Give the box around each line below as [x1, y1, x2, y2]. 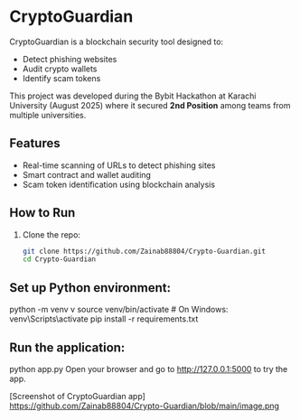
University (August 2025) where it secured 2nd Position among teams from [9, 99, 291, 110]
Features [9, 135, 61, 151]
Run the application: [9, 340, 126, 355]
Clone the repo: [22, 229, 81, 240]
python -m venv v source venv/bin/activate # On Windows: [9, 304, 229, 315]
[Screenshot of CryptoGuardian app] [9, 390, 146, 401]
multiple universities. [9, 109, 87, 120]
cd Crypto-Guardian [22, 255, 97, 264]
